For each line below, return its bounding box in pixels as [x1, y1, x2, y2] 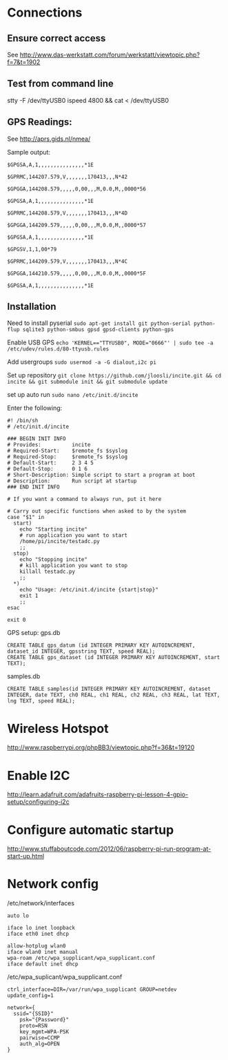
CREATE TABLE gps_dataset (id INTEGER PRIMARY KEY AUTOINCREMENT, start [7, 654, 220, 661]
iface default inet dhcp [7, 961, 79, 968]
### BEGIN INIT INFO [7, 435, 67, 442]
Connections [7, 5, 83, 21]
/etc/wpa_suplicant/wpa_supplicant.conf [7, 973, 123, 981]
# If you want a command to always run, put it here [7, 495, 162, 503]
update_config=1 [7, 992, 54, 999]
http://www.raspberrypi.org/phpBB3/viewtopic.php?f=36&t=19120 [7, 743, 195, 752]
